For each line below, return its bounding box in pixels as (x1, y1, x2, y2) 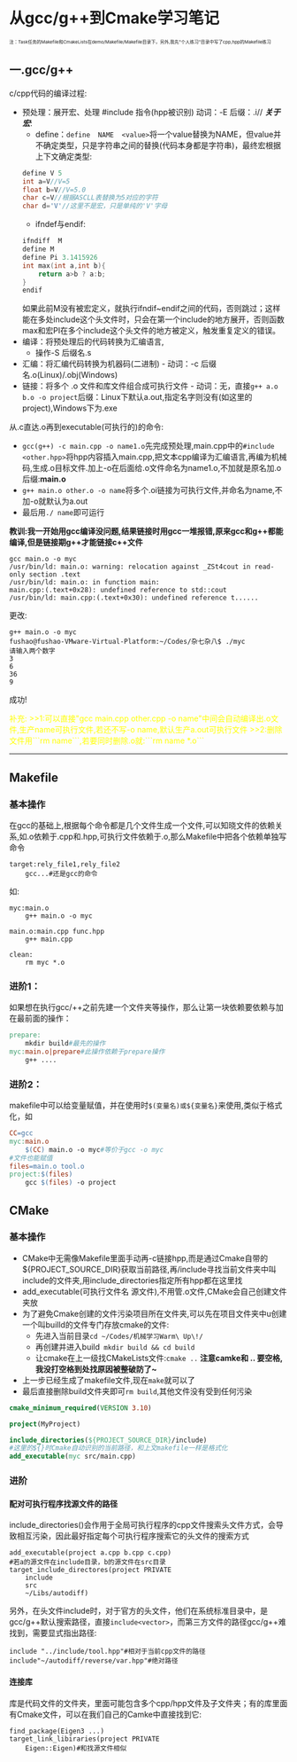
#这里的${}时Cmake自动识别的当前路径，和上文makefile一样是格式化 (9, 1444, 228, 1453)
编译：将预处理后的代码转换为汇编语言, (21, 336, 164, 347)
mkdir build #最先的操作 (25, 1039, 106, 1048)
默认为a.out (45, 496, 88, 506)
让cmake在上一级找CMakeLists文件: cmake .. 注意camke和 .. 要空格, (34, 1352, 283, 1363)
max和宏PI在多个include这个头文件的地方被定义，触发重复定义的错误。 (21, 325, 281, 336)
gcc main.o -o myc (9, 555, 77, 564)
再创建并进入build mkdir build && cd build (34, 1341, 195, 1352)
